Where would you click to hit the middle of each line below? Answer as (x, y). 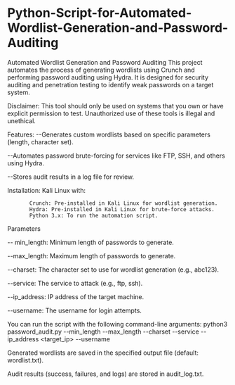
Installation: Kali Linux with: (47, 190)
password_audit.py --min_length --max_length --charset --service (103, 332)
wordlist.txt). (26, 360)
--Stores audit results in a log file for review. (71, 177)
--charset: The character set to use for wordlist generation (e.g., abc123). (113, 270)
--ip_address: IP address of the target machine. (76, 296)
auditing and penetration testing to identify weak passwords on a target (110, 84)
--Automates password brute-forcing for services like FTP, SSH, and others (116, 156)
